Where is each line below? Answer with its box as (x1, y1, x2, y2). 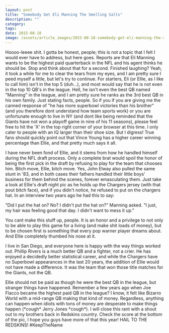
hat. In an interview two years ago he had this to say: (5, 192, 115, 198)
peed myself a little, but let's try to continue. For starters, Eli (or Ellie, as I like (5, 76, 164, 82)
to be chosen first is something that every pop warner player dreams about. (5, 228, 162, 234)
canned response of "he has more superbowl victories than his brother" (5, 102, 154, 108)
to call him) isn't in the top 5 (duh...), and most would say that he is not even (5, 81, 162, 87)
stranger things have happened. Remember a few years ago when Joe (5, 284, 151, 290)
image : (5, 36, 19, 41)
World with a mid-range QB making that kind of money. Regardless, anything (5, 295, 164, 301)
